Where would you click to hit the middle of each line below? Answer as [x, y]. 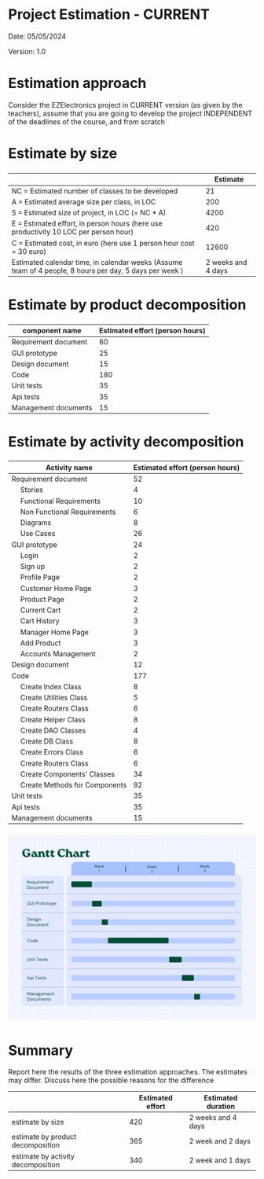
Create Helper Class [53, 719]
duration [221, 1106]
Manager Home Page [54, 632]
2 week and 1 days [220, 1160]
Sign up [33, 567]
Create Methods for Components [73, 785]
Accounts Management [58, 654]
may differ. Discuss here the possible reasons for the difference [111, 1080]
